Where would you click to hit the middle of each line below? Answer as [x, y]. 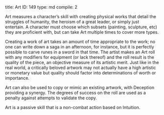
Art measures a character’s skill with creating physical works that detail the [81, 16]
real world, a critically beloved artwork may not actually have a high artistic [81, 68]
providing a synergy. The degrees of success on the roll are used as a [75, 93]
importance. [17, 78]
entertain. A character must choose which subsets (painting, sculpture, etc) [81, 27]
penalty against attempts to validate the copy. [51, 98]
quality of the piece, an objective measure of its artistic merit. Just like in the [82, 62]
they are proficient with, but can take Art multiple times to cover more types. [82, 32]
